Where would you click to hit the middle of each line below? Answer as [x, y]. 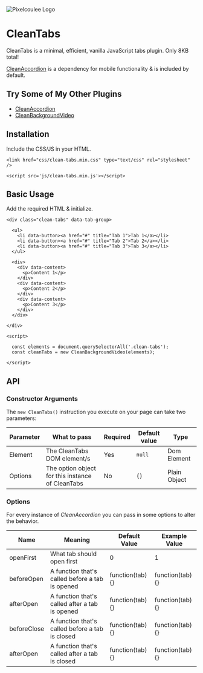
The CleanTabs [67, 451]
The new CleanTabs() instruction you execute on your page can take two [96, 412]
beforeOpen [27, 579]
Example [174, 536]
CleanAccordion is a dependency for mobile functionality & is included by [98, 68]
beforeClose [27, 629]
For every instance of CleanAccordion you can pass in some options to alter [101, 515]
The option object [71, 468]
